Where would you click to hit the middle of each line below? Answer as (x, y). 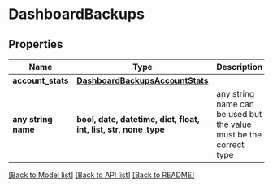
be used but (239, 114)
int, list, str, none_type (121, 129)
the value (234, 124)
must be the (239, 135)
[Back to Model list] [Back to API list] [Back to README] (102, 175)
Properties (36, 44)
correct (230, 145)
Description (239, 67)
